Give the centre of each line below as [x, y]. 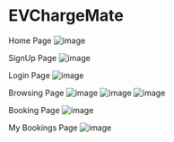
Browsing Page [36, 93]
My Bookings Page [43, 128]
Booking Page [34, 110]
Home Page [30, 40]
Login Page [30, 75]
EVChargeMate [66, 16]
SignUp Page [33, 58]
